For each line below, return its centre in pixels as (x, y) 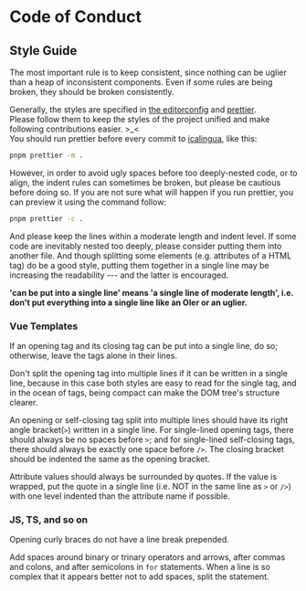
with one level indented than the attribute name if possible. (120, 496)
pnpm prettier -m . (47, 155)
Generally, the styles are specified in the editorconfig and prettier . (133, 110)
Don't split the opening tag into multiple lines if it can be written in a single (149, 374)
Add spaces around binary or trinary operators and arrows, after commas (148, 557)
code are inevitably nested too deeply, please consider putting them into (146, 246)
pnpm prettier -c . (47, 218)
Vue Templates (44, 326)
